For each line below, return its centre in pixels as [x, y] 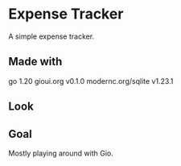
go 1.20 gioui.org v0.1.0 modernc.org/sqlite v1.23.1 [91, 81]
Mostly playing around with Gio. [61, 153]
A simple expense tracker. [51, 36]
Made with [35, 62]
